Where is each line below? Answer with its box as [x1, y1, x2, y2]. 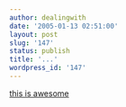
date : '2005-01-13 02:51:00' [9, 22, 119, 31]
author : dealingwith [9, 13, 87, 22]
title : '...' [9, 55, 58, 64]
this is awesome [9, 87, 69, 99]
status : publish [9, 47, 70, 56]
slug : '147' [9, 38, 54, 48]
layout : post [9, 30, 58, 39]
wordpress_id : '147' [9, 64, 87, 73]
